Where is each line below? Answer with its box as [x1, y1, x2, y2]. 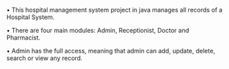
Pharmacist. [6, 33, 41, 42]
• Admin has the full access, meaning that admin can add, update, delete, [6, 47, 215, 55]
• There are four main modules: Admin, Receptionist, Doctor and [6, 27, 190, 34]
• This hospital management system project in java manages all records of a [6, 6, 223, 14]
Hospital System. [6, 13, 55, 21]
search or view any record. [6, 54, 83, 62]
